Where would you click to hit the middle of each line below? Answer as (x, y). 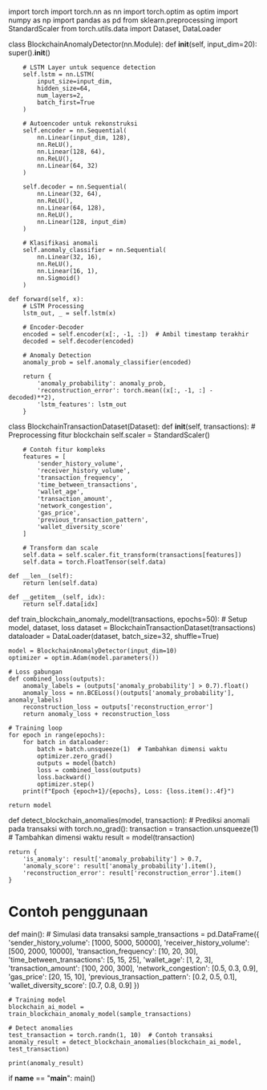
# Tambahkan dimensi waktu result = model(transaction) (101, 837)
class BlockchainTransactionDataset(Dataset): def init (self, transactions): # (132, 426)
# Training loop (35, 728)
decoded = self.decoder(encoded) (79, 341)
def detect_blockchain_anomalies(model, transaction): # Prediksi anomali (129, 820)
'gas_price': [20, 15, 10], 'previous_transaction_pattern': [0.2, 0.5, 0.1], (123, 976)
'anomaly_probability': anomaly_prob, (102, 384)
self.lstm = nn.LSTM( (59, 75)
